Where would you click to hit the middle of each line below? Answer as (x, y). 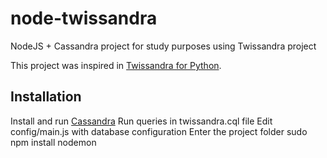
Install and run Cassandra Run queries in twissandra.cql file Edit (141, 121)
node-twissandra (84, 18)
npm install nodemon (53, 142)
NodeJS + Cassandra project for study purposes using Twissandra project (163, 46)
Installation (46, 97)
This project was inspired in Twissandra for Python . (116, 65)
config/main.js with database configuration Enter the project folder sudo (159, 131)
